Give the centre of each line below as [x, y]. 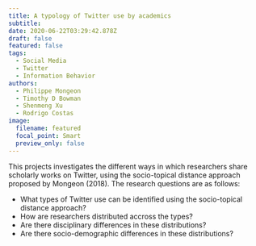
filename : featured [48, 128]
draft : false [30, 38]
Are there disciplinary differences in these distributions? [113, 225]
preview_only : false [50, 143]
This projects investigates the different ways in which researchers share [128, 166]
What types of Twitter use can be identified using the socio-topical [131, 199]
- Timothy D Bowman [48, 98]
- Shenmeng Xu [39, 106]
